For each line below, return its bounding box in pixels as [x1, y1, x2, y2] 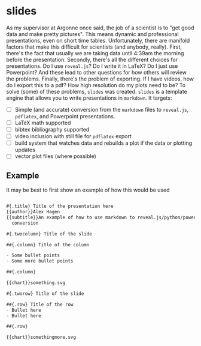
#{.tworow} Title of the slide [6, 290, 84, 297]
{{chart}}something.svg [6, 280, 66, 286]
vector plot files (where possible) [14, 153, 97, 160]
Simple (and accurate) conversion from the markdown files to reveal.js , [14, 106, 189, 113]
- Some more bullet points [6, 258, 74, 264]
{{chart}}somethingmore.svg [6, 335, 77, 341]
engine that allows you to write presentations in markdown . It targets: [6, 94, 172, 102]
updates [14, 146, 36, 154]
